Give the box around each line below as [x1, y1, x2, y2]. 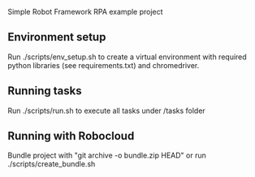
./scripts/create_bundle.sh [7, 159, 96, 169]
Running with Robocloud [7, 129, 135, 143]
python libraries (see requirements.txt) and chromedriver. [7, 60, 200, 70]
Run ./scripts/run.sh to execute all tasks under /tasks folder [7, 106, 206, 115]
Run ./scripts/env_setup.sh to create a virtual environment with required [7, 52, 247, 62]
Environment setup [7, 30, 106, 44]
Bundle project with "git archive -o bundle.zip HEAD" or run [7, 150, 206, 161]
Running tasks [7, 84, 82, 98]
